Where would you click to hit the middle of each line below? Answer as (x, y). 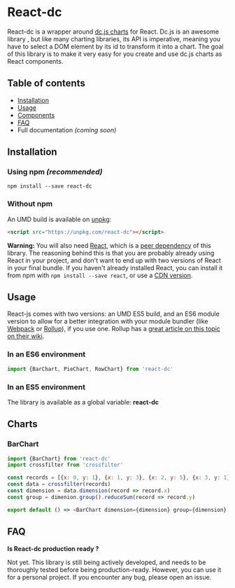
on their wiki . (26, 336)
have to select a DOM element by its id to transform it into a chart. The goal (115, 46)
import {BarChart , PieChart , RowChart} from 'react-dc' (90, 369)
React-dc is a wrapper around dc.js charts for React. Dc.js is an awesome (113, 31)
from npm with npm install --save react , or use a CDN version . (100, 275)
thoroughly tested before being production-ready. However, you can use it (114, 569)
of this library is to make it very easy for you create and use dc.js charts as (115, 54)
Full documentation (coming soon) (67, 129)
